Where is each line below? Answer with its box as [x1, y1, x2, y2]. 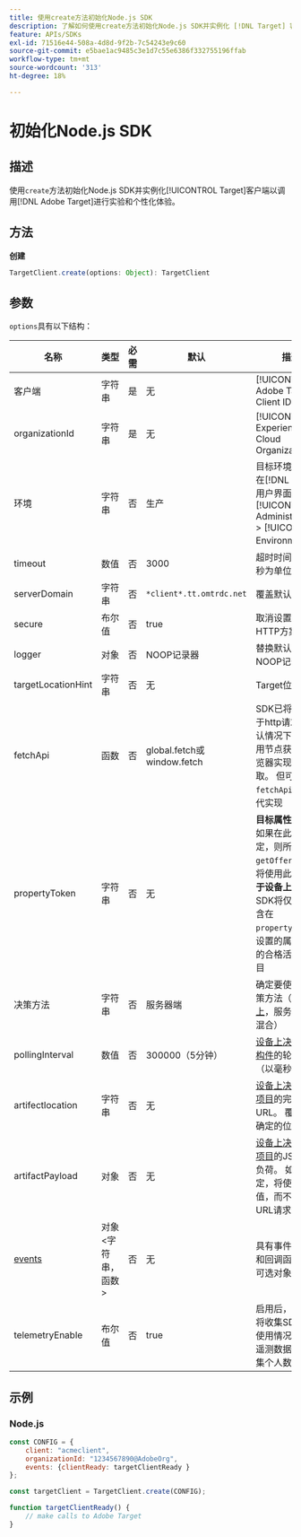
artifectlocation [13, 1099, 78, 1112]
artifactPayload [13, 1170, 78, 1183]
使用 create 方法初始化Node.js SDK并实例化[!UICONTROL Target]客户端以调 [9, 185, 286, 196]
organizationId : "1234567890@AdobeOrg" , [25, 1454, 178, 1463]
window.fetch [145, 755, 203, 768]
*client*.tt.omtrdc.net [145, 589, 248, 599]
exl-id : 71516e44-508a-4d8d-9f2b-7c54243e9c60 [9, 38, 186, 48]
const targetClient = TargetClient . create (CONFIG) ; [9, 1487, 206, 1497]
